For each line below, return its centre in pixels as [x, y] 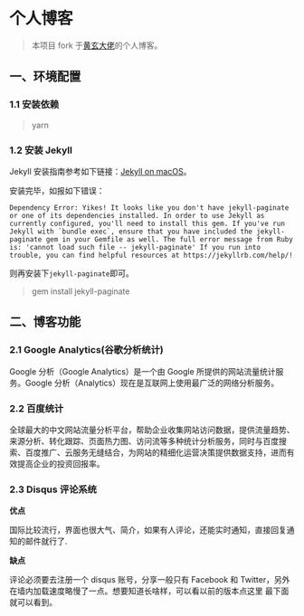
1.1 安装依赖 [34, 105]
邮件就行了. [46, 541]
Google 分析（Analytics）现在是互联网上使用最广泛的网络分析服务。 [152, 383]
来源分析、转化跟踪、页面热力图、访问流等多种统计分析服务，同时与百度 [144, 441]
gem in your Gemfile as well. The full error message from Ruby [170, 239]
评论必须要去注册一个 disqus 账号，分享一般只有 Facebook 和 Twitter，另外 [150, 580]
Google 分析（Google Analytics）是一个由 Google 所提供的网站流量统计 [142, 371]
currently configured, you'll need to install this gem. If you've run [147, 223]
